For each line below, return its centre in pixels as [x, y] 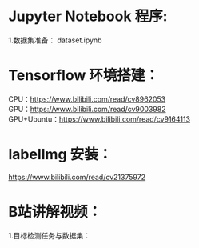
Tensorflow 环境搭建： [84, 76]
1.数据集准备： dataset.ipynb [55, 40]
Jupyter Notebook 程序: [88, 16]
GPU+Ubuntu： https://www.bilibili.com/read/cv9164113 [99, 119]
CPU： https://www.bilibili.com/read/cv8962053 [87, 99]
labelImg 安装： [60, 155]
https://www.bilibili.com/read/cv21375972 [77, 177]
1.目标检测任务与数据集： [49, 235]
